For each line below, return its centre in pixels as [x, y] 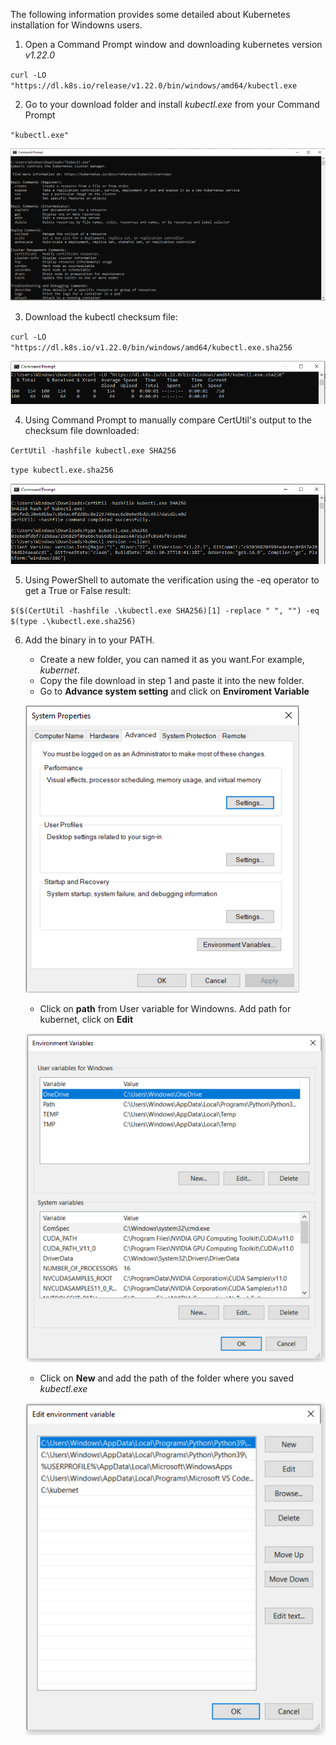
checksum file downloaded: [82, 431]
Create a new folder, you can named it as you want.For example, [172, 659]
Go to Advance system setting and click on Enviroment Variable [174, 691]
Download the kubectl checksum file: [101, 316]
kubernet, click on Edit [86, 1019]
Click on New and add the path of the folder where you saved [166, 1378]
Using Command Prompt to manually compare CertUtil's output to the [168, 420]
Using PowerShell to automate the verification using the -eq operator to [172, 580]
